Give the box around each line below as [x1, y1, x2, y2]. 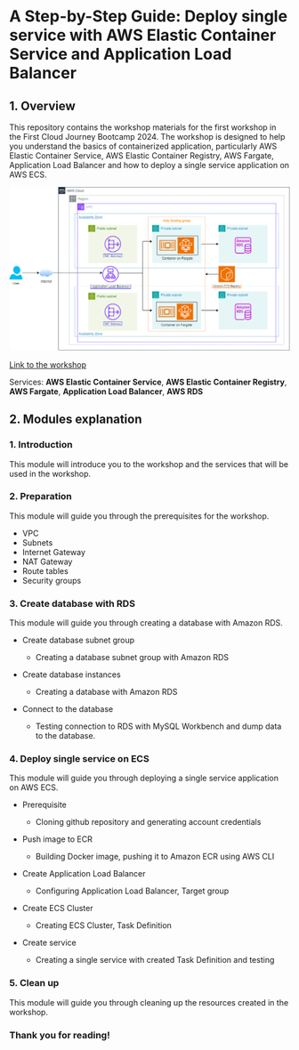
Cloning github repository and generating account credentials [35, 817, 262, 828]
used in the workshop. [9, 468, 92, 479]
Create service [21, 937, 77, 949]
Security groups [21, 575, 82, 586]
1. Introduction [9, 439, 73, 451]
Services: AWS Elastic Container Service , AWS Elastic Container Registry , [9, 376, 287, 387]
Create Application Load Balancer [21, 868, 146, 879]
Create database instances [21, 669, 122, 680]
